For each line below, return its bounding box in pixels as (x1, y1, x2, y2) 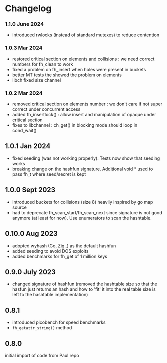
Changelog (5, 3, 52, 14)
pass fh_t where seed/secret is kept (12, 171, 86, 177)
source (12, 204, 27, 210)
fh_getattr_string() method (12, 325, 72, 331)
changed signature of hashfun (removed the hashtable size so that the (12, 281, 157, 287)
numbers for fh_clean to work (12, 61, 73, 67)
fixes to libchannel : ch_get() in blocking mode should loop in (12, 122, 138, 128)
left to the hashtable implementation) (12, 292, 88, 298)
